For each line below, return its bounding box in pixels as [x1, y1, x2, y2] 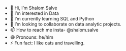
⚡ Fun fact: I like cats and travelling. [10, 40, 85, 46]
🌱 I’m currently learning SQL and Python [10, 16, 94, 21]
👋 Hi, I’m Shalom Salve [10, 5, 57, 11]
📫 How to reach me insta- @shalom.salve [10, 27, 99, 33]
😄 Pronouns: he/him [10, 34, 53, 40]
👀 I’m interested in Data [10, 10, 59, 16]
